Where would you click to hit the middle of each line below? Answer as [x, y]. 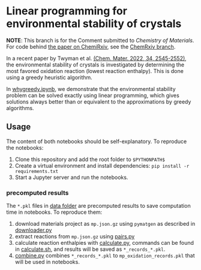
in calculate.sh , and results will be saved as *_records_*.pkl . [90, 249]
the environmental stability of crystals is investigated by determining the [95, 65]
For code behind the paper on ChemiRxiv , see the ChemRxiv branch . [91, 47]
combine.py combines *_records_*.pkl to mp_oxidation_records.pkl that [105, 256]
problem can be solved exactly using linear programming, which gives [93, 95]
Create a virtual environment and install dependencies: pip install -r [102, 165]
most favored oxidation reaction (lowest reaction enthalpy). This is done [95, 71]
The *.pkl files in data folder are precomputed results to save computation [98, 206]
